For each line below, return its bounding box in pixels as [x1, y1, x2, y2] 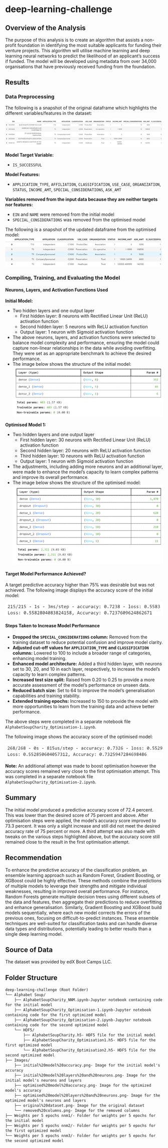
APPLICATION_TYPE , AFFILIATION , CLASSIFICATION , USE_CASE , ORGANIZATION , [12, 181, 161, 187]
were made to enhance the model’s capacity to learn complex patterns [12, 469, 159, 475]
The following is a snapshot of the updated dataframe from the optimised [5, 226, 156, 232]
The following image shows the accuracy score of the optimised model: [5, 733, 153, 740]
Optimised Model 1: [5, 422, 47, 428]
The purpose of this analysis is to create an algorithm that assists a [5, 37, 144, 43]
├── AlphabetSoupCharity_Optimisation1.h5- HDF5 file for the [23, 1038, 156, 1043]
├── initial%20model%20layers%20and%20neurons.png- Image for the [14, 1073, 156, 1078]
